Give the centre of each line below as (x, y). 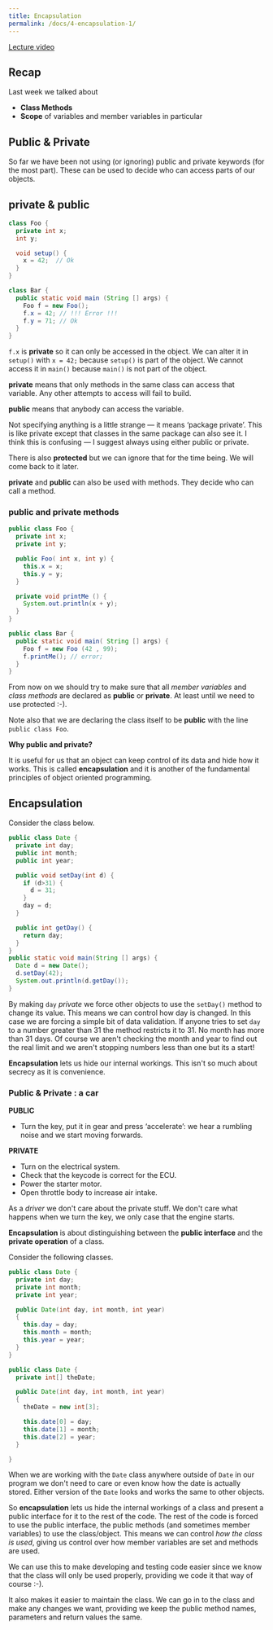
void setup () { (41, 253)
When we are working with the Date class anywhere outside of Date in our (131, 1474)
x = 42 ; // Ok (49, 261)
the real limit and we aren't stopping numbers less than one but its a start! (132, 1047)
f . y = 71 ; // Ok (51, 321)
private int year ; (47, 1295)
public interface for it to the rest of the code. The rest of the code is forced (133, 1517)
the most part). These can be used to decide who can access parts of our (132, 170)
